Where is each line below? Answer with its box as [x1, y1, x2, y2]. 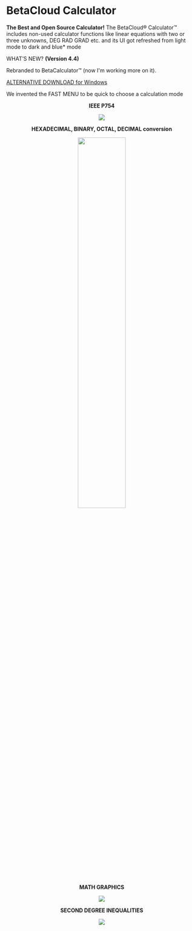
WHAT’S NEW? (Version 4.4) [6, 55, 79, 62]
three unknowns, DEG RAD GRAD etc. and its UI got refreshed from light [6, 36, 186, 44]
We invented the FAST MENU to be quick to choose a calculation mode [6, 90, 184, 97]
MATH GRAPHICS [79, 883, 125, 891]
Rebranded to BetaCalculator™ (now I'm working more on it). [6, 66, 156, 74]
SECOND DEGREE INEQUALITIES [60, 907, 144, 914]
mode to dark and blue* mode [6, 43, 82, 50]
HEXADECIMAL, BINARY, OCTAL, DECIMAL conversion [31, 125, 173, 133]
